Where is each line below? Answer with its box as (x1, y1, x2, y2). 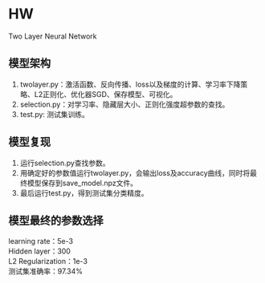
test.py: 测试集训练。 (19, 109, 90, 119)
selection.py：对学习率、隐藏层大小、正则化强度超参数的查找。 (19, 99, 230, 109)
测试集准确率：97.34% (8, 266, 83, 277)
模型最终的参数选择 (8, 213, 104, 227)
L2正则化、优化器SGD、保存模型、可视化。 (34, 89, 177, 99)
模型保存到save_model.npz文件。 (26, 178, 138, 188)
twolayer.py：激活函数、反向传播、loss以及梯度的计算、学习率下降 (19, 79, 241, 89)
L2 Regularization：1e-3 (8, 257, 88, 266)
